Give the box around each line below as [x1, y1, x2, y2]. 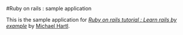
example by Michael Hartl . [6, 23, 70, 29]
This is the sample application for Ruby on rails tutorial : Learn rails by [6, 16, 177, 23]
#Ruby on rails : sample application [6, 5, 92, 12]
